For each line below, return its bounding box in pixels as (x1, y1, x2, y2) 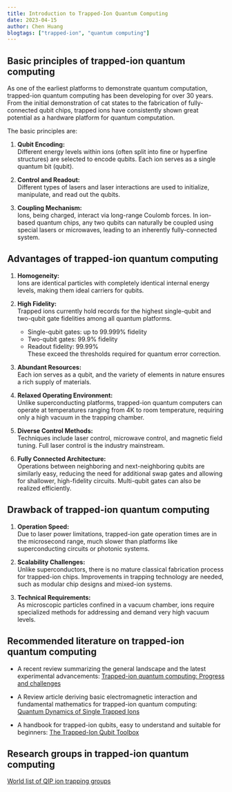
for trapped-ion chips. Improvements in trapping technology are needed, (17, 572, 224, 581)
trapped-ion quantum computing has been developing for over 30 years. (7, 91, 213, 100)
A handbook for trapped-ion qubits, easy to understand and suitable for (17, 720, 221, 729)
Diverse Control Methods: (17, 426, 93, 435)
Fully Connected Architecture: (17, 454, 106, 463)
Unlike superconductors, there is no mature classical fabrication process (17, 565, 224, 574)
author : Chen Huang (7, 23, 64, 30)
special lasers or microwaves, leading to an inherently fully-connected (17, 226, 217, 234)
